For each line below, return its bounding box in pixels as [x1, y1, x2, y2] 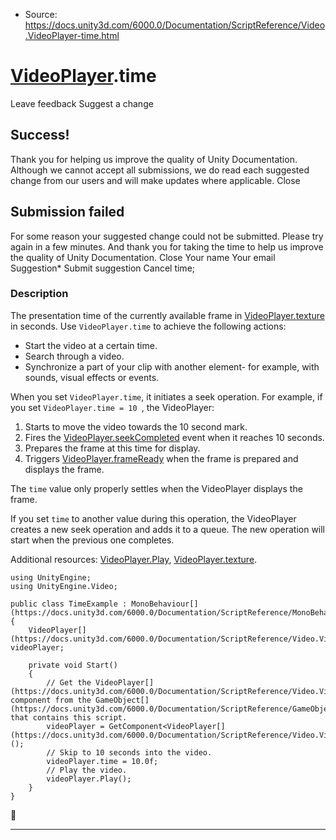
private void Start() [28, 660, 118, 670]
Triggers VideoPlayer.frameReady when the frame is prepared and [24, 452, 299, 464]
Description [10, 287, 69, 301]
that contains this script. [10, 712, 128, 723]
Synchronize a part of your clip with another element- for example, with [24, 360, 320, 373]
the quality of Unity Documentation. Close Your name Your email [10, 251, 276, 263]
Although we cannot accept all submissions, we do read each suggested [10, 164, 310, 176]
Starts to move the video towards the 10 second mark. [24, 420, 248, 433]
